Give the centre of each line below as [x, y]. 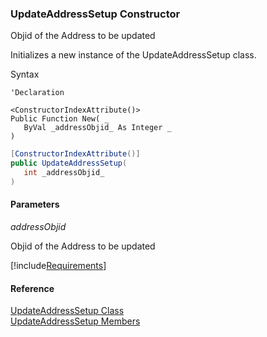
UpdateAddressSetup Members [75, 321]
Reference [32, 288]
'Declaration [37, 93]
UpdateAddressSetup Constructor [95, 14]
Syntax [25, 74]
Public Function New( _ [60, 119]
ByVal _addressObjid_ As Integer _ [97, 128]
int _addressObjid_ [64, 173]
